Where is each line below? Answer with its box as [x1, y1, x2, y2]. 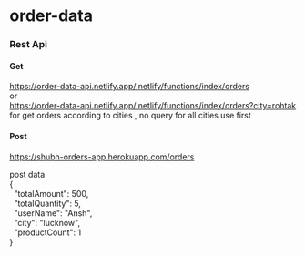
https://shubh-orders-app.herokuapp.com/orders [9, 151, 195, 162]
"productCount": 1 [13, 227, 82, 238]
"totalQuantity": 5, [13, 198, 82, 209]
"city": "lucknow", [13, 217, 80, 228]
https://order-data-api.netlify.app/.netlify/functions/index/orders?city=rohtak [9, 100, 297, 111]
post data [9, 169, 46, 179]
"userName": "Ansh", [13, 207, 93, 219]
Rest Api [9, 38, 48, 51]
